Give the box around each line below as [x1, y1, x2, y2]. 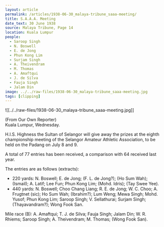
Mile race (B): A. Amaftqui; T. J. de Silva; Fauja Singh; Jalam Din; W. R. [5, 211, 147, 217]
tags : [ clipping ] [5, 94, 41, 99]
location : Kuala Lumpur [5, 30, 54, 35]
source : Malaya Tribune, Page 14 [5, 25, 73, 30]
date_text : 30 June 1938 [5, 21, 56, 26]
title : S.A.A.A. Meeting [5, 16, 56, 21]
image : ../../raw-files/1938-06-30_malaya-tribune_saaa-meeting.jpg [5, 89, 148, 94]
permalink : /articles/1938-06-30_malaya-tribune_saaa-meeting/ [5, 12, 137, 17]
